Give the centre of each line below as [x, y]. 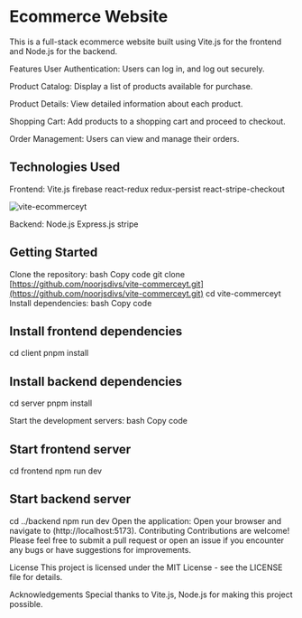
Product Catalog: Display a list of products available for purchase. [131, 86]
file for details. [36, 576]
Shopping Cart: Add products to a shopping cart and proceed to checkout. [147, 121]
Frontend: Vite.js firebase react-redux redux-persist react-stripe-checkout [147, 189]
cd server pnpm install [51, 403]
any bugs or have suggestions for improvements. [101, 549]
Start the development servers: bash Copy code [98, 421]
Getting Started [54, 253]
